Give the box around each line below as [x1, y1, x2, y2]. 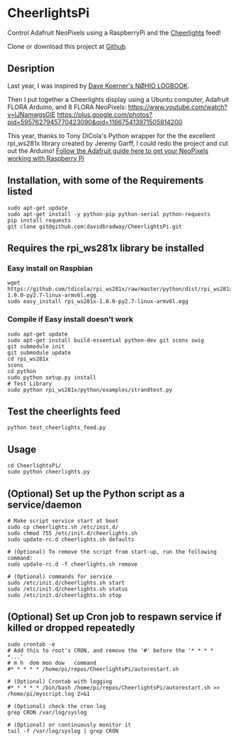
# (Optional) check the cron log [7, 702, 106, 709]
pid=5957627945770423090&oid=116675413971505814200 [7, 118, 183, 126]
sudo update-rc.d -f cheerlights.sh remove [7, 561, 138, 568]
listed [7, 185, 33, 198]
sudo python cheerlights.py [7, 469, 91, 476]
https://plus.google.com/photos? [57, 110, 153, 118]
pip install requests [7, 217, 72, 224]
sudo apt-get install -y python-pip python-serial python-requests [7, 210, 211, 217]
